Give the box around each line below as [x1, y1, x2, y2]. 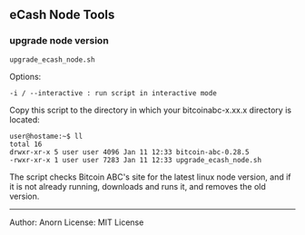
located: [9, 113, 40, 125]
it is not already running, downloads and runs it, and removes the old [9, 181, 266, 191]
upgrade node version [9, 34, 109, 47]
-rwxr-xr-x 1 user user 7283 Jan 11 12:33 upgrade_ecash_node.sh [9, 155, 261, 164]
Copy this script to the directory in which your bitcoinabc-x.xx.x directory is [9, 104, 292, 115]
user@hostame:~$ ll [9, 132, 84, 141]
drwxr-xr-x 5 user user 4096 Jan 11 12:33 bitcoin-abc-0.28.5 [9, 147, 250, 157]
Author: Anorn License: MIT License [9, 217, 144, 228]
